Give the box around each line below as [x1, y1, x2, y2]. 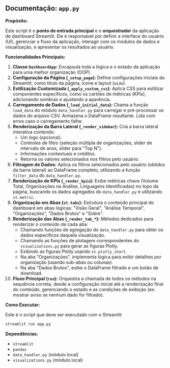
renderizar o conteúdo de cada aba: [12, 221, 88, 227]
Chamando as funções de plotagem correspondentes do [20, 237, 139, 243]
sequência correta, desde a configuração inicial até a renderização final [12, 281, 164, 287]
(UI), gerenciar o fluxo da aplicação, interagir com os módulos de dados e [5, 38, 160, 44]
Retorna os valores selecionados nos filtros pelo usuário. [20, 156, 139, 162]
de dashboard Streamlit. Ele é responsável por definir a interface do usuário [5, 33, 164, 39]
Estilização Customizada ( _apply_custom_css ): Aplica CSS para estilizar [12, 85, 164, 91]
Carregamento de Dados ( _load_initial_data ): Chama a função [12, 102, 149, 108]
